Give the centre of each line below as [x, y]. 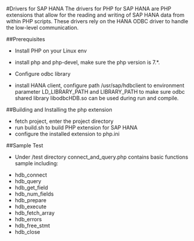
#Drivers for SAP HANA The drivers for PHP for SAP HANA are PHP [89, 9]
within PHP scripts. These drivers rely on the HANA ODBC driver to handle [97, 21]
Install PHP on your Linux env [51, 51]
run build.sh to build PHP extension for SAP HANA [76, 127]
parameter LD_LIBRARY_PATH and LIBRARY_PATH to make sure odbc [100, 92]
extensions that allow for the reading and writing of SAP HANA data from [95, 15]
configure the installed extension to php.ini [67, 134]
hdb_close [27, 232]
